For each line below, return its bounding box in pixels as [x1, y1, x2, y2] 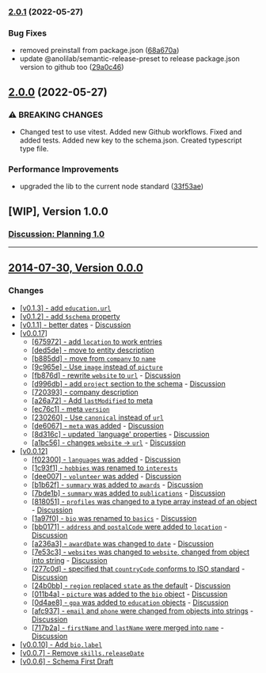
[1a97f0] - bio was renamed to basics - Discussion [31, 513, 197, 523]
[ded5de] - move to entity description [31, 345, 154, 355]
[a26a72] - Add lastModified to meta [31, 395, 153, 405]
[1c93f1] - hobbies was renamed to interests [31, 462, 178, 473]
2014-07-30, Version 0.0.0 [8, 261, 144, 275]
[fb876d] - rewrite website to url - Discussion [31, 371, 180, 380]
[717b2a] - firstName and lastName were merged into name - [31, 622, 224, 632]
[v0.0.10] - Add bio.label [19, 640, 103, 649]
